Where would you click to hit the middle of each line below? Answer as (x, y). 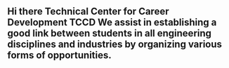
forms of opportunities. (59, 55)
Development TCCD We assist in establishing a (112, 23)
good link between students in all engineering (110, 33)
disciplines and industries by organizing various (115, 45)
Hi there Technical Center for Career (88, 12)
